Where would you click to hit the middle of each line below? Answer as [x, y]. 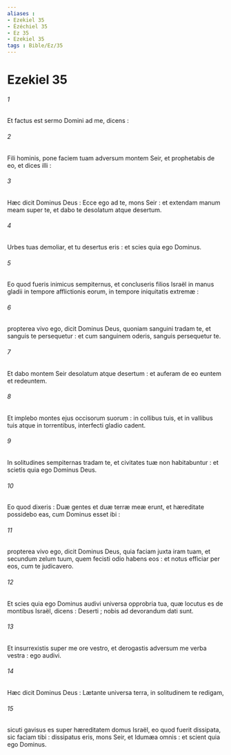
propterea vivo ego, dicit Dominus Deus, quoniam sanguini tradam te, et [109, 329]
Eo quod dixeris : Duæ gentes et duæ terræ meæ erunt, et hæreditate [106, 507]
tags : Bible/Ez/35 [35, 46]
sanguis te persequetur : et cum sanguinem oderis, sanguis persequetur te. [114, 336]
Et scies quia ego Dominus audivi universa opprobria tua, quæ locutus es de [115, 603]
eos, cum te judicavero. [40, 566]
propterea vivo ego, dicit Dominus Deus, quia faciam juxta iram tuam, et [109, 552]
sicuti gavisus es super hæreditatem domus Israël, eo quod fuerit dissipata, [114, 730]
